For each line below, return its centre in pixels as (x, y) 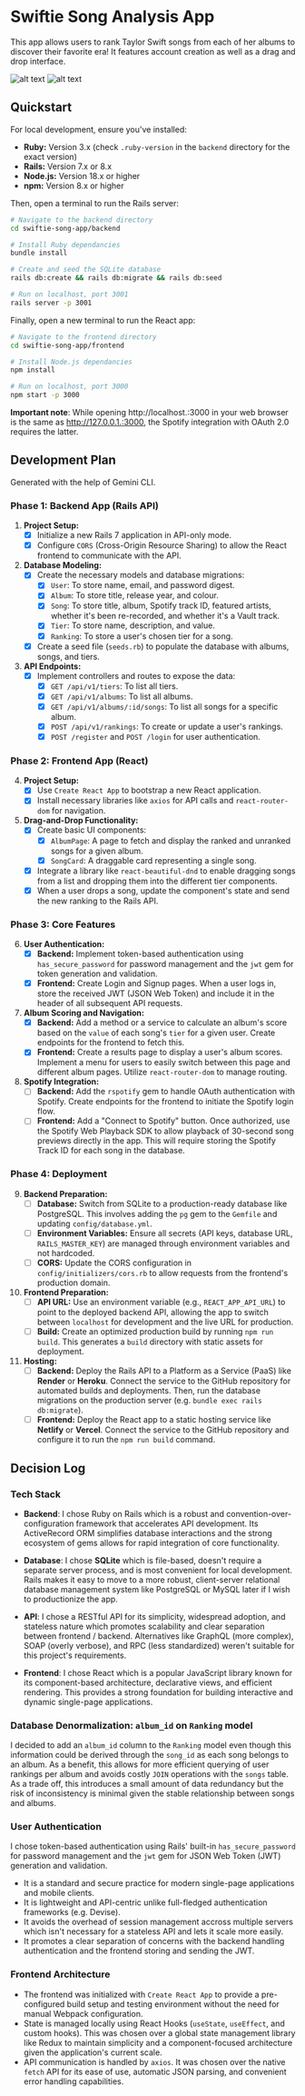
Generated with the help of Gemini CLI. (83, 482)
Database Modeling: (63, 565)
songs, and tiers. (69, 656)
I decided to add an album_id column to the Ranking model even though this (151, 1745)
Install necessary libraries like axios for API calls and (135, 801)
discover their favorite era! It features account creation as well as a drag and (153, 51)
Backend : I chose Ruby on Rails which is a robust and (124, 1513)
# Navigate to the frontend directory (84, 337)
